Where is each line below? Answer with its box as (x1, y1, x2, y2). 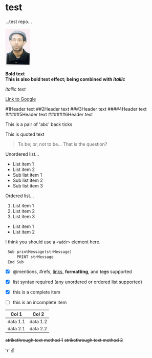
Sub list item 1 (12, 172, 42, 178)
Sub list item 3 (12, 182, 44, 188)
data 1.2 (29, 318, 48, 324)
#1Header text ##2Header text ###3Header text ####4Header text (5, 106, 147, 112)
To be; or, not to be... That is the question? (17, 141, 107, 147)
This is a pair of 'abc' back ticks (5, 121, 73, 127)
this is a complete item (12, 289, 60, 296)
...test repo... (5, 18, 32, 25)
